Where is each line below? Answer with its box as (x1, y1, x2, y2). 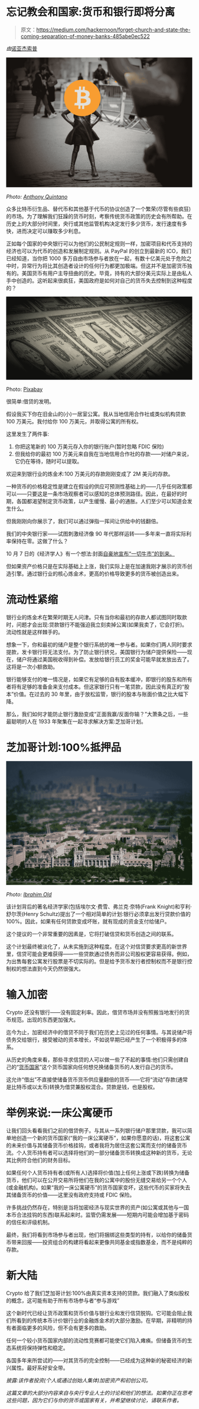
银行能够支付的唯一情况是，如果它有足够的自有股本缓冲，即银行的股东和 (6, 675, 182, 683)
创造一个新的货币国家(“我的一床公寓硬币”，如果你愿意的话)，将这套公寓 (16, 1134, 191, 1141)
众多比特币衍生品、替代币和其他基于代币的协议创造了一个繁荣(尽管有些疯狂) (6, 205, 191, 213)
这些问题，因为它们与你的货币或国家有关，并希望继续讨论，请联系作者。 (6, 1397, 182, 1404)
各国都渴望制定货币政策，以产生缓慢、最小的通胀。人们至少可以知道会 (16, 497, 187, 504)
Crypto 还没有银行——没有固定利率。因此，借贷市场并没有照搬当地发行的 (6, 1009, 185, 1016)
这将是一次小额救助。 (6, 663, 58, 670)
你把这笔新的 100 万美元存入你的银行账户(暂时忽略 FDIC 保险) (14, 443, 164, 450)
